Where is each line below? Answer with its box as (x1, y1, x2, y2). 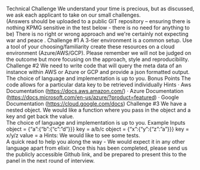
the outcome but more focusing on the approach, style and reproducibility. (6, 56, 189, 63)
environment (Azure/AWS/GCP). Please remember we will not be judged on (6, 50, 192, 56)
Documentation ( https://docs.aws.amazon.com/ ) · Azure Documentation (6, 88, 184, 94)
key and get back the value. (6, 113, 75, 120)
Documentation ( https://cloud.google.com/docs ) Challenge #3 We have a (6, 100, 187, 107)
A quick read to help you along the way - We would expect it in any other (6, 138, 185, 145)
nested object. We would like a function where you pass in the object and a (6, 107, 191, 113)
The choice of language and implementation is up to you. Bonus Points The (6, 75, 191, 82)
